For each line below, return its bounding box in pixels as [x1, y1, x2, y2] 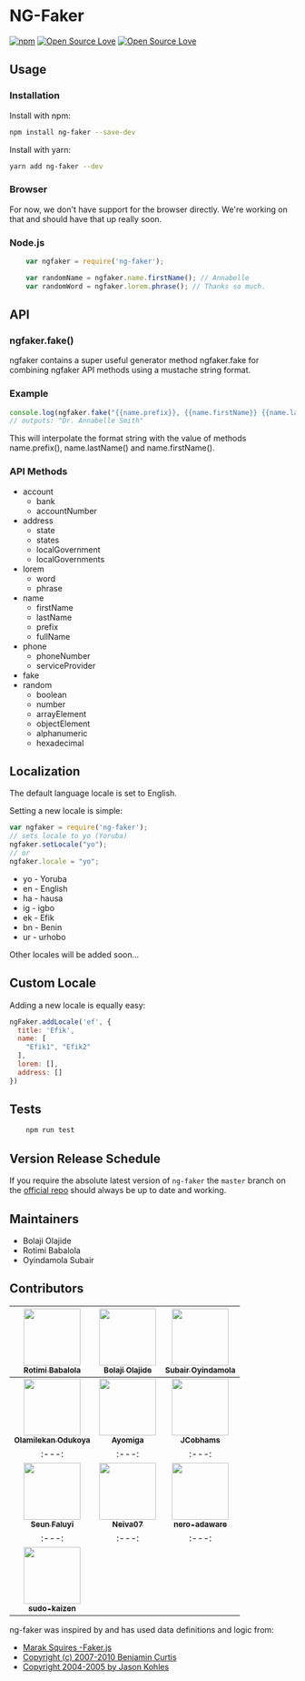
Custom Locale [9, 976, 97, 991]
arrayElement [35, 708, 87, 719]
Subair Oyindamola [164, 1364, 236, 1375]
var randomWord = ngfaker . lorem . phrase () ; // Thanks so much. [25, 281, 266, 291]
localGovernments [35, 553, 105, 564]
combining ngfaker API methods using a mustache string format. [9, 365, 251, 376]
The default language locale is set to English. [9, 788, 177, 799]
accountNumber [35, 505, 98, 516]
